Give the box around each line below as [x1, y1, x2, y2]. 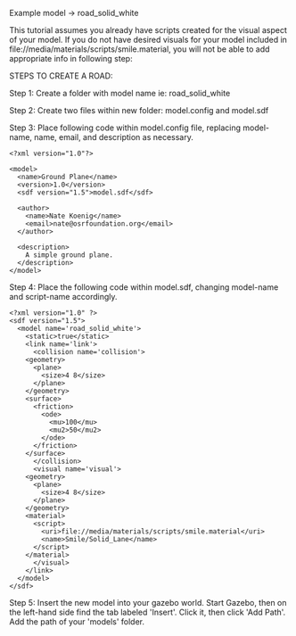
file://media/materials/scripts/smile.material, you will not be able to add [9, 44, 270, 54]
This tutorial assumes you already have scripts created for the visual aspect [9, 25, 287, 35]
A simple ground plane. [25, 251, 114, 260]
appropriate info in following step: [9, 54, 133, 63]
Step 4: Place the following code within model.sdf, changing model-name [9, 282, 279, 293]
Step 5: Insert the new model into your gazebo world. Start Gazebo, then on [9, 598, 287, 607]
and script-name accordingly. [9, 292, 118, 301]
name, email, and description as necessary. [34, 132, 194, 142]
